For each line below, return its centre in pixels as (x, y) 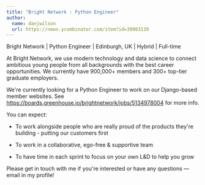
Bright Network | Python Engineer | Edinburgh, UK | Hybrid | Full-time (94, 47)
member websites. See (35, 96)
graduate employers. (32, 78)
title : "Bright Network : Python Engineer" (63, 12)
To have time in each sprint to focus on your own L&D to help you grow (105, 157)
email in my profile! (30, 175)
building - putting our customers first (61, 133)
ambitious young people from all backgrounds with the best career (90, 65)
